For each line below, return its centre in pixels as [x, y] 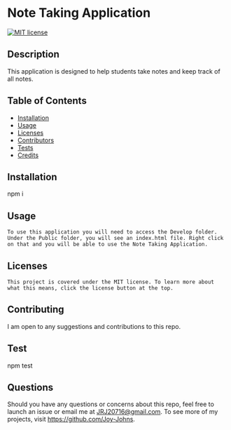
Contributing [36, 310]
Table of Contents [47, 101]
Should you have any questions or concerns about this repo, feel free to [111, 404]
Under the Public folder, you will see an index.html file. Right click [115, 238]
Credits [28, 155]
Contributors [36, 140]
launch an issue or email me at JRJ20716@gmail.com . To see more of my [113, 412]
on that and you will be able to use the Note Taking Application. [108, 244]
